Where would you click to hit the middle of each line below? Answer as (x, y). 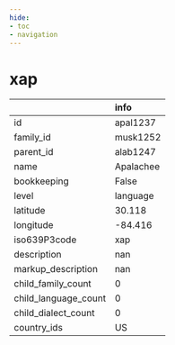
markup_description (56, 269)
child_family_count (52, 284)
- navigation (34, 34)
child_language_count (60, 298)
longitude (34, 225)
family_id (32, 138)
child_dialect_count (54, 313)
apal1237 (136, 123)
